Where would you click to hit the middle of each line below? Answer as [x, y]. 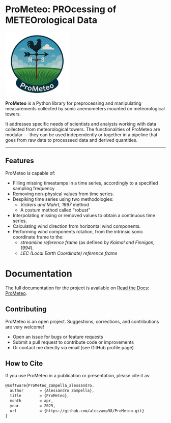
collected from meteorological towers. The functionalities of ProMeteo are [83, 129]
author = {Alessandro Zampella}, [52, 391]
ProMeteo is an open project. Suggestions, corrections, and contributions [82, 321]
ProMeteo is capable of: [31, 173]
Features [20, 161]
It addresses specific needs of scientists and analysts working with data [81, 124]
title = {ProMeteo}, [40, 396]
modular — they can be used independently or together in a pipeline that [81, 134]
